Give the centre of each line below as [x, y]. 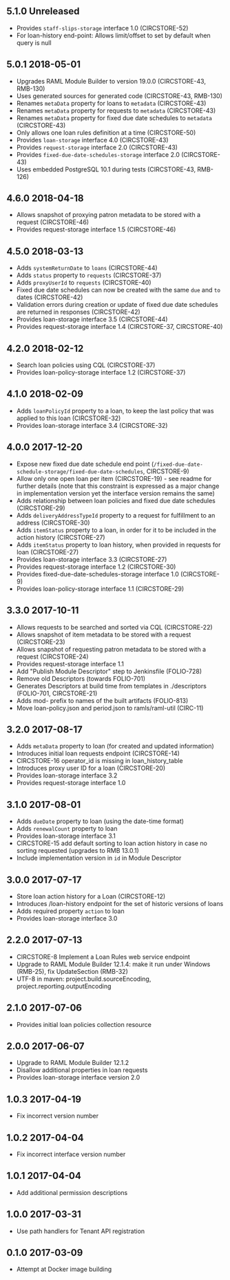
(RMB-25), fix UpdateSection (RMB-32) [72, 971]
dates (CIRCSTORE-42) [50, 297]
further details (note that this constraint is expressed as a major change [118, 486]
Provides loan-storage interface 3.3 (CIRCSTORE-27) [92, 559]
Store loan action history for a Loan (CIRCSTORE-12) [91, 896]
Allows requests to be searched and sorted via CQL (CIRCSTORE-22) [114, 627]
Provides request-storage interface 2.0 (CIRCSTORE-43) [97, 147]
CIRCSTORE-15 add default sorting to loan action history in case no [112, 843]
